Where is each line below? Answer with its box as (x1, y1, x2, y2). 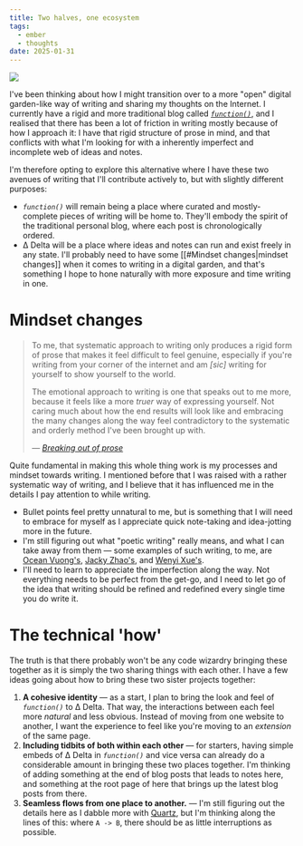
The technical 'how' (9, 625, 163, 646)
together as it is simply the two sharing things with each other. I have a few (9, 665, 289, 676)
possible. (22, 827, 57, 837)
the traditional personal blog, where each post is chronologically (22, 220, 262, 231)
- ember (17, 30, 47, 39)
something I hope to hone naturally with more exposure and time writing (22, 268, 291, 279)
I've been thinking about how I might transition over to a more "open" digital (9, 89, 292, 100)
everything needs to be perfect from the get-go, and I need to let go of (22, 574, 287, 585)
